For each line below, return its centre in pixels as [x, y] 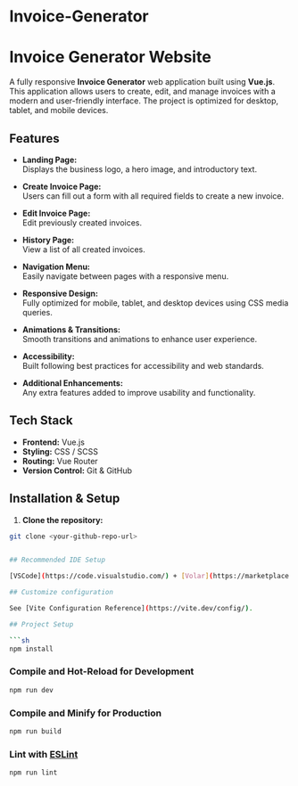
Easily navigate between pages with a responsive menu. [125, 276]
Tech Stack [41, 421]
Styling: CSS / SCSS [60, 451]
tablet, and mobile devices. [59, 111]
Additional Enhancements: [72, 383]
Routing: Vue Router [60, 461]
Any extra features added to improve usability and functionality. [139, 392]
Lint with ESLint [44, 754]
